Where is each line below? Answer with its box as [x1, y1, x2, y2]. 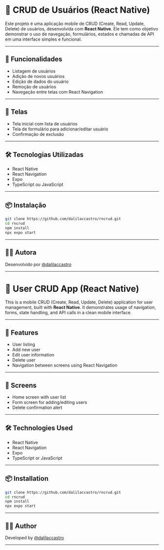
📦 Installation [5, 475, 49, 483]
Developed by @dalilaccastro [5, 535, 64, 541]
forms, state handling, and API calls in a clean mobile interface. [5, 310, 132, 316]
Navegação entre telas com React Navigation [12, 89, 103, 95]
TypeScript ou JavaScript [12, 181, 63, 188]
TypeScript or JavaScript [12, 455, 62, 461]
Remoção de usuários [12, 83, 56, 90]
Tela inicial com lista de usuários [12, 121, 78, 126]
